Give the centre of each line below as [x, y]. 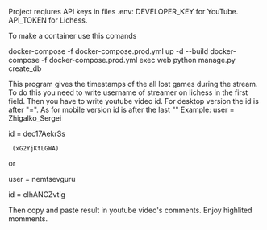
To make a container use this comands [73, 36]
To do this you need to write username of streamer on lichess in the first [128, 92]
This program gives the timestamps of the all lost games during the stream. [133, 84]
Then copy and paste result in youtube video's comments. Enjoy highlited [130, 210]
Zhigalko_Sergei [35, 118]
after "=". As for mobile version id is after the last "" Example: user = [122, 109]
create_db [25, 68]
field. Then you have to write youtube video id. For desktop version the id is [134, 101]
